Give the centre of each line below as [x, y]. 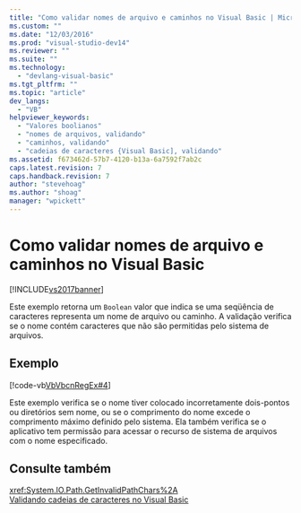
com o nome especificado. [59, 440]
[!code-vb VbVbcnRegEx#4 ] [60, 385]
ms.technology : [38, 68]
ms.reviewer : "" [39, 51]
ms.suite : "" [34, 59]
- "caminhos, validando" [64, 143]
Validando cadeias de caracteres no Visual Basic [99, 500]
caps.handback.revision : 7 [60, 176]
